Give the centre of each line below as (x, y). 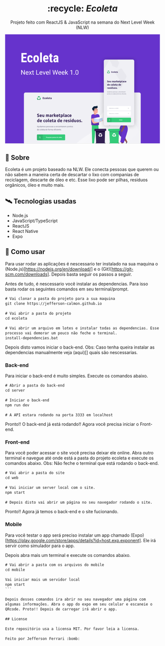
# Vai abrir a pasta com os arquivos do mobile (55, 565)
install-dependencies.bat (31, 338)
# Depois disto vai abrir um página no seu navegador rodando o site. (79, 503)
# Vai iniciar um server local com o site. (50, 488)
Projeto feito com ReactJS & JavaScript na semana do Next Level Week (82, 22)
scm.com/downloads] (27, 274)
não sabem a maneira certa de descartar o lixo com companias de (72, 175)
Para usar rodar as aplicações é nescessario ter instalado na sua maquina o (82, 263)
